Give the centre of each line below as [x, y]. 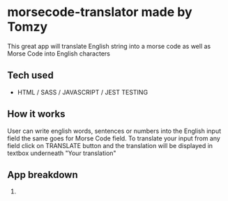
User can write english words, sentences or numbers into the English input [114, 131]
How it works [36, 114]
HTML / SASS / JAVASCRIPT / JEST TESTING [83, 92]
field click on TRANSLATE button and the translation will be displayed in [110, 145]
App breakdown [43, 175]
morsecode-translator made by [100, 12]
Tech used [30, 75]
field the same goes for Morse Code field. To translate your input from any [114, 138]
